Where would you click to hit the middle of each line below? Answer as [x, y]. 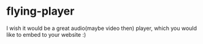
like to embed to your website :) [46, 34]
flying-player [40, 11]
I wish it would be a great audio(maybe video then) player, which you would [102, 28]
